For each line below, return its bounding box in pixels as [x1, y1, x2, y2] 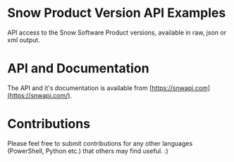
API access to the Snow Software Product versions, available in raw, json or [7, 28, 227, 37]
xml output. [7, 35, 40, 44]
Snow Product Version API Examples [7, 5, 226, 21]
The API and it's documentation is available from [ [7, 83, 152, 92]
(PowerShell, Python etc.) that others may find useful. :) [7, 147, 169, 155]
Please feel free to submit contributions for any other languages [7, 139, 193, 147]
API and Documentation [7, 61, 149, 77]
